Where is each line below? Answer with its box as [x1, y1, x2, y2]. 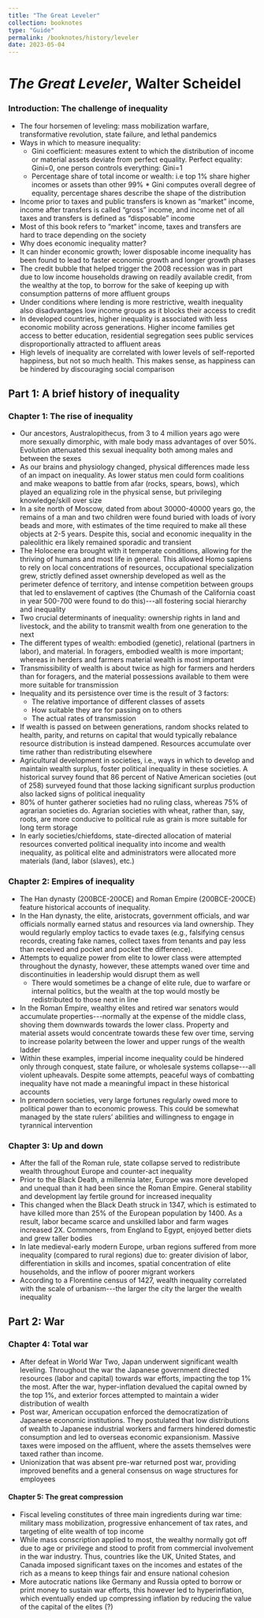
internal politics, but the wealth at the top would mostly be [31, 986, 221, 995]
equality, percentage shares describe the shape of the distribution [31, 188, 247, 197]
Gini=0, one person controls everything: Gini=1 [31, 163, 183, 172]
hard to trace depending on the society [19, 230, 147, 239]
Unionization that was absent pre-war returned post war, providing [19, 1457, 236, 1466]
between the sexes [19, 454, 82, 463]
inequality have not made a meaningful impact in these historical [19, 1078, 229, 1088]
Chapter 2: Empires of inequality [8, 876, 136, 887]
